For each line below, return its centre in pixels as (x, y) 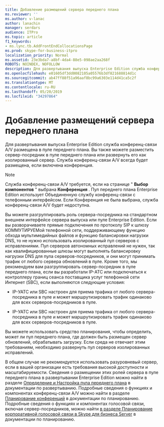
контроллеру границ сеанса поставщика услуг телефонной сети (72, 277)
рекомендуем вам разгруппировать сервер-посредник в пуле (70, 267)
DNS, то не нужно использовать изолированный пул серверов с (72, 241)
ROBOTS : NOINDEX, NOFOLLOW (32, 64)
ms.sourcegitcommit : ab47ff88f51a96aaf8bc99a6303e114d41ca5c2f (71, 78)
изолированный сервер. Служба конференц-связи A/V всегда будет (76, 160)
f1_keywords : (18, 42)
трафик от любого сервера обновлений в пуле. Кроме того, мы (71, 262)
